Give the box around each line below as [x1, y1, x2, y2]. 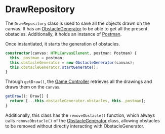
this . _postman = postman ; [10, 55, 65, 60]
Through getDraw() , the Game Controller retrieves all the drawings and [5, 78, 152, 84]
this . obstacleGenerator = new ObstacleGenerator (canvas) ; [10, 60, 135, 65]
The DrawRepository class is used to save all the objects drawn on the [5, 20, 150, 26]
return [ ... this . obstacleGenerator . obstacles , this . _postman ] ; [10, 99, 146, 104]
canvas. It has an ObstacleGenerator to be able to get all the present [5, 25, 148, 31]
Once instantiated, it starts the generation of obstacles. [5, 40, 120, 47]
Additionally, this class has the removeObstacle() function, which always [5, 112, 155, 118]
